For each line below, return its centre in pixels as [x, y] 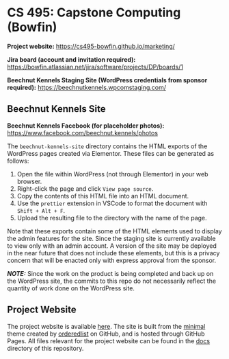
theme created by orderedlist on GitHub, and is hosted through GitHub [106, 334]
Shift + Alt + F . [41, 210]
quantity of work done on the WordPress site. [71, 288]
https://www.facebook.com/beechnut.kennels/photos [83, 132]
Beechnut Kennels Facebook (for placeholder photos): [86, 126]
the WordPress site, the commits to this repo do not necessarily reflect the [112, 281]
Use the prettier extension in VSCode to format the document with [112, 203]
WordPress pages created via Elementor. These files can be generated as [110, 153]
